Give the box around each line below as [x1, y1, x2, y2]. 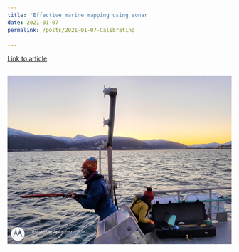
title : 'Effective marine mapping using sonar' [7, 11, 152, 19]
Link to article [7, 54, 48, 63]
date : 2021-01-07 [7, 19, 59, 26]
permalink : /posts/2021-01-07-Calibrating [7, 26, 135, 33]
